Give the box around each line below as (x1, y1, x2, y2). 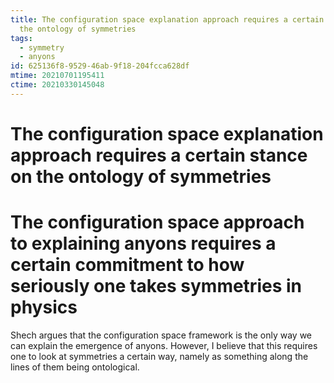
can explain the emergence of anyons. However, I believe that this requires (10, 339, 318, 351)
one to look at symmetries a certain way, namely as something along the (10, 350, 309, 362)
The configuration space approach (10, 211, 305, 234)
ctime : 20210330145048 (10, 80, 105, 90)
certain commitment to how (10, 254, 245, 276)
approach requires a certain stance (10, 144, 308, 166)
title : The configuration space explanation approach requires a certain (10, 14, 325, 25)
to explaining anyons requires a (10, 232, 277, 255)
